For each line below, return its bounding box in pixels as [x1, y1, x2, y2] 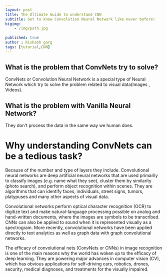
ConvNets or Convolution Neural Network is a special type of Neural [5, 76, 146, 82]
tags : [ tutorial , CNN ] [5, 44, 50, 49]
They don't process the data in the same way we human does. [5, 122, 133, 128]
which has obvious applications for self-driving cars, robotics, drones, [5, 261, 149, 267]
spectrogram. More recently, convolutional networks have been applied [5, 224, 152, 230]
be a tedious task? [5, 150, 82, 162]
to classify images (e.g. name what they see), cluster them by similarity [5, 178, 151, 184]
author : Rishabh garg [5, 40, 52, 45]
